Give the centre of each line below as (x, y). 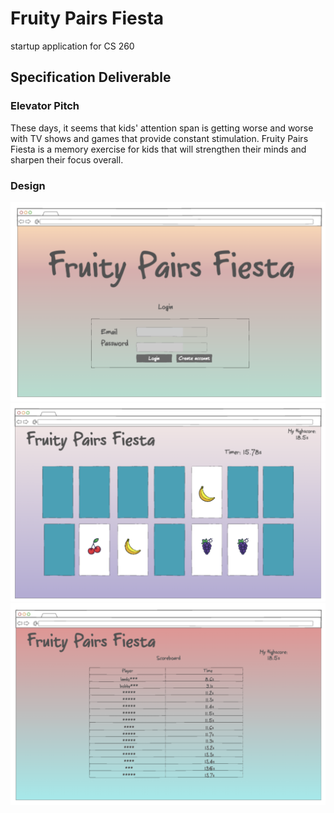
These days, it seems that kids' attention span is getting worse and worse (162, 128)
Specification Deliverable (91, 77)
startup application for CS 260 (72, 46)
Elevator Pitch (45, 106)
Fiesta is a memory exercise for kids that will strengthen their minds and (158, 149)
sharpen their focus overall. (67, 159)
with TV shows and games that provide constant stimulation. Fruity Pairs (159, 138)
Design (28, 185)
